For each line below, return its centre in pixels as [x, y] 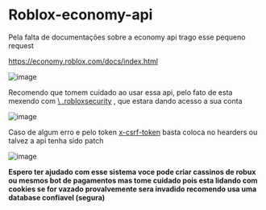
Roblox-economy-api [81, 15]
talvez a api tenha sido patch [56, 140]
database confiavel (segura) [57, 197]
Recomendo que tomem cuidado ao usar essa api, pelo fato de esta [121, 92]
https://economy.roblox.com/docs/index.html [83, 61]
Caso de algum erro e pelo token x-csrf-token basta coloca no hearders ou [133, 132]
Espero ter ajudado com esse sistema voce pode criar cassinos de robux [132, 171]
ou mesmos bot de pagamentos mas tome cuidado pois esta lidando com [133, 180]
